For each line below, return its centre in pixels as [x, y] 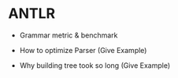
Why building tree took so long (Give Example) [95, 65]
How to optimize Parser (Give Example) [83, 50]
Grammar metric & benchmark [69, 35]
